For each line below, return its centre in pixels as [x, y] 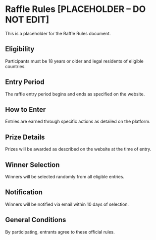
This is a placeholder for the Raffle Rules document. [58, 33]
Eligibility [20, 49]
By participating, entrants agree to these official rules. [60, 232]
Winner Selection [32, 165]
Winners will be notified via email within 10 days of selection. [67, 204]
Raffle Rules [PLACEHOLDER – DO [76, 9]
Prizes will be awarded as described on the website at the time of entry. [78, 149]
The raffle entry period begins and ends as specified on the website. [75, 94]
